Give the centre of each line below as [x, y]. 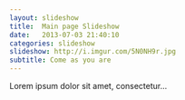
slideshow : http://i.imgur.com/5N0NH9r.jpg [93, 52]
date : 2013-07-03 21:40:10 [64, 35]
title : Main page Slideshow [64, 26]
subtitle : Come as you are [60, 60]
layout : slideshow [44, 18]
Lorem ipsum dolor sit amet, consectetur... [88, 86]
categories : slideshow [52, 43]
